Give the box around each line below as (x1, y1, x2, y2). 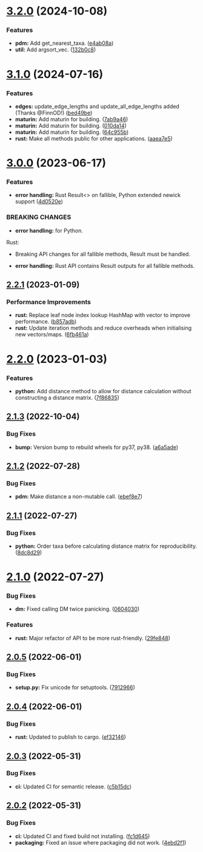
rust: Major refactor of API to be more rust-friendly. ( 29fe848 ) (15, 634, 171, 642)
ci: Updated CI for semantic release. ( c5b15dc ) (15, 783, 132, 790)
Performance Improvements (6, 298, 92, 307)
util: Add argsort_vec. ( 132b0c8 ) (15, 46, 96, 53)
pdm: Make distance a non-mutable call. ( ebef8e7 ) (15, 493, 142, 501)
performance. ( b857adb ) (15, 318, 77, 325)
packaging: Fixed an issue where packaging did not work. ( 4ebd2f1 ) (15, 839, 187, 846)
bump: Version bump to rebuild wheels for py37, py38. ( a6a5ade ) (15, 444, 179, 451)
